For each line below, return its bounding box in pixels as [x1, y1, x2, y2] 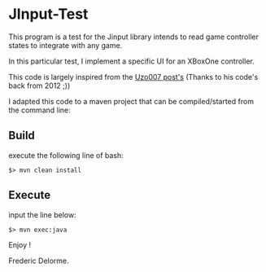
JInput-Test [8, 5, 89, 24]
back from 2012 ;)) [8, 81, 71, 90]
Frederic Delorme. [8, 256, 69, 265]
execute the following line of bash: [8, 150, 124, 160]
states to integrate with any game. [8, 40, 123, 50]
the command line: [8, 105, 71, 115]
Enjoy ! [8, 239, 32, 249]
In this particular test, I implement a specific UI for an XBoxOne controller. [8, 56, 255, 66]
